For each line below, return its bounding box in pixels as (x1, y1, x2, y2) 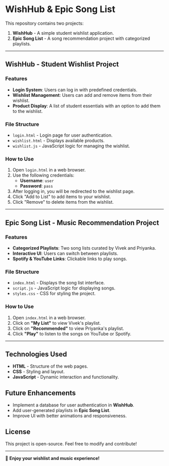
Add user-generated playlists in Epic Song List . (12, 407, 111, 414)
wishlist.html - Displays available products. (12, 137, 105, 143)
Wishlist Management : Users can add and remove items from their (12, 92, 152, 98)
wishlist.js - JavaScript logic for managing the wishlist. (12, 143, 130, 149)
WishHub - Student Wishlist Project (5, 60, 119, 69)
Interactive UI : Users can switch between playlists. (12, 250, 119, 256)
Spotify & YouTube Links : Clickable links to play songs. (12, 256, 127, 262)
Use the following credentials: (12, 172, 74, 179)
